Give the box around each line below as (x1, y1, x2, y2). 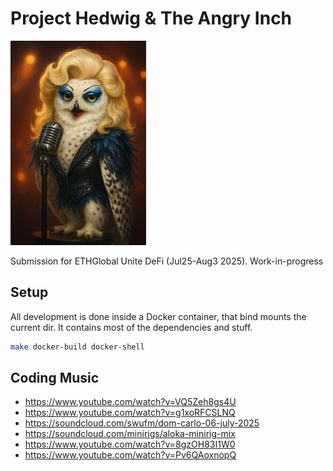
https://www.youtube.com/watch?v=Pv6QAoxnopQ (24, 449, 237, 461)
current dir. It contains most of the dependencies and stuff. (10, 321, 253, 333)
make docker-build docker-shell (10, 342, 145, 352)
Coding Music (10, 370, 100, 387)
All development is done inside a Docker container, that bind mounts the (10, 310, 307, 322)
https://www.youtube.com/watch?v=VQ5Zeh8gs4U (24, 396, 237, 408)
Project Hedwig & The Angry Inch (10, 7, 293, 30)
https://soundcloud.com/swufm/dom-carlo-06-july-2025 (24, 417, 260, 429)
